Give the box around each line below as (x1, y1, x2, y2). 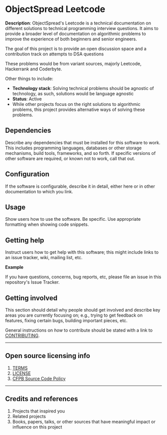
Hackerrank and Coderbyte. (5, 66, 62, 72)
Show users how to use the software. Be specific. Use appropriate (5, 216, 141, 222)
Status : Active (12, 96, 42, 102)
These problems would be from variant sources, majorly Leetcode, (5, 60, 142, 66)
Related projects (12, 413, 46, 419)
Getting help (5, 236, 44, 244)
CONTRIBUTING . (5, 333, 40, 338)
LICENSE (12, 370, 31, 376)
